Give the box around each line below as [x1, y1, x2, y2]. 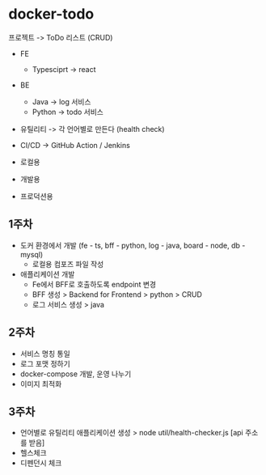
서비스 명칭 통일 [19, 349, 70, 358]
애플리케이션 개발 [19, 269, 75, 279]
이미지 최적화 [19, 379, 62, 388]
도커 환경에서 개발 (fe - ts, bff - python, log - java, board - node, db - [19, 240, 246, 250]
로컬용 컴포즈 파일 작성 [32, 259, 104, 269]
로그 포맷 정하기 [19, 358, 70, 368]
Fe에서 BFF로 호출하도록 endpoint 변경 [32, 279, 156, 289]
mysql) [19, 249, 44, 259]
